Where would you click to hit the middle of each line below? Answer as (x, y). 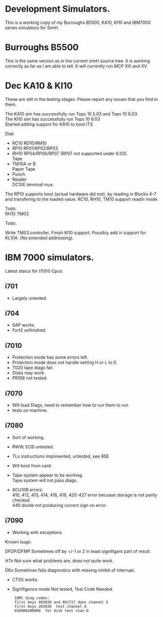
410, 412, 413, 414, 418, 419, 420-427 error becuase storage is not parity (84, 495)
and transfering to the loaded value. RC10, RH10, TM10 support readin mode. (82, 199)
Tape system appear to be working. (48, 475)
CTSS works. (25, 579)
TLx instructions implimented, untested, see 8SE (61, 456)
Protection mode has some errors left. (50, 357)
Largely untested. (30, 298)
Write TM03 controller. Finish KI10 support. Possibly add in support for (76, 232)
